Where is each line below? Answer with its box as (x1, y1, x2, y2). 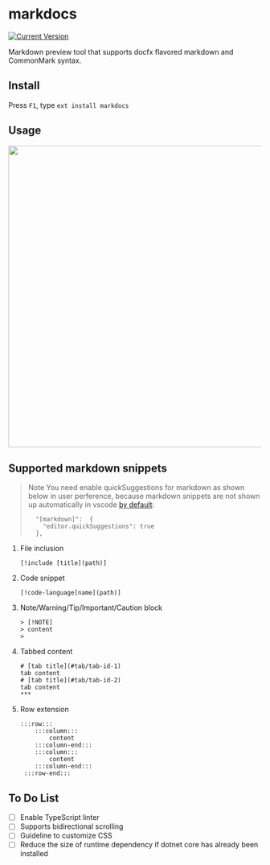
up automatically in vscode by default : (27, 500, 155, 509)
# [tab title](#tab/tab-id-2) (19, 677, 122, 685)
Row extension (19, 705, 70, 715)
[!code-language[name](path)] (19, 589, 122, 597)
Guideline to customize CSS (19, 830, 112, 841)
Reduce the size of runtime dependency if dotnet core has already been (19, 840, 259, 850)
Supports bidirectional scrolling (19, 822, 124, 831)
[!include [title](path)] (19, 559, 107, 567)
